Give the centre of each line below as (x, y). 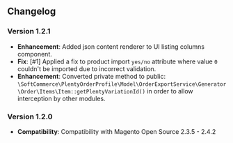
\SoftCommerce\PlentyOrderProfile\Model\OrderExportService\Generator (122, 84)
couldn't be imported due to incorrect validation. (87, 68)
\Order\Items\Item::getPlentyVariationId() (81, 91)
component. (34, 54)
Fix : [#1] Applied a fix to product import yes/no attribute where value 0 (117, 61)
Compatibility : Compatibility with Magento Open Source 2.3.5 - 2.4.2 (116, 131)
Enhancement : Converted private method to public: (91, 76)
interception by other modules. (61, 98)
